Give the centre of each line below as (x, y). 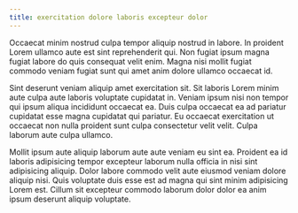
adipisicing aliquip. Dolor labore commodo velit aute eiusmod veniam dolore (148, 171)
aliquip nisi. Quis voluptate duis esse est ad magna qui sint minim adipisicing (149, 180)
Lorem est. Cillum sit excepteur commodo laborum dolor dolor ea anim (138, 189)
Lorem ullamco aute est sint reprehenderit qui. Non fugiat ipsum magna (140, 52)
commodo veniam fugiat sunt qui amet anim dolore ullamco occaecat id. (141, 71)
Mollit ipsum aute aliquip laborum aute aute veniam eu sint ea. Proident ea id (149, 152)
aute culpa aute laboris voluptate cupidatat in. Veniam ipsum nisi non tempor (149, 97)
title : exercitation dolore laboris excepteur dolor (109, 17)
